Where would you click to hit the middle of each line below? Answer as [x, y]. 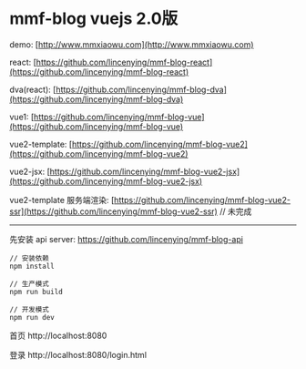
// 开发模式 [30, 309]
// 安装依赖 [30, 258]
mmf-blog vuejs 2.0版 [94, 19]
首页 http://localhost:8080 [58, 335]
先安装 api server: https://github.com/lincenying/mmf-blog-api [127, 239]
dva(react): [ [33, 89]
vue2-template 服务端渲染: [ [62, 200]
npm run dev [32, 317]
